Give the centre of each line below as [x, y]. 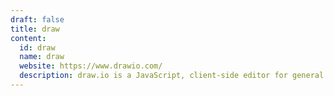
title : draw [35, 29]
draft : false [37, 19]
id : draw [37, 47]
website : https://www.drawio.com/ [91, 66]
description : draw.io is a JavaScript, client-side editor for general [172, 76]
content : [28, 38]
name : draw [42, 57]
